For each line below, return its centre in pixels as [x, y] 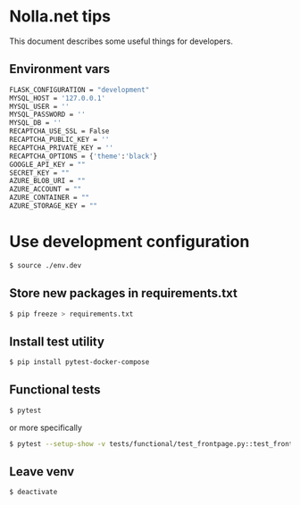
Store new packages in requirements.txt [124, 293]
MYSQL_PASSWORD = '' [48, 115]
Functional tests [55, 390]
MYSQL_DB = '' [36, 123]
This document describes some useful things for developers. [121, 41]
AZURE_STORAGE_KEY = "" [54, 206]
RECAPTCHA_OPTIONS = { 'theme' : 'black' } [83, 156]
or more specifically [46, 427]
